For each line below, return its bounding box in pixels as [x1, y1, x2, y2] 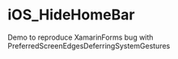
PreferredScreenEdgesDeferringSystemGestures [7, 40, 171, 50]
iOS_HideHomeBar [7, 6, 135, 24]
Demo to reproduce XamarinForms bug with [7, 32, 154, 42]
